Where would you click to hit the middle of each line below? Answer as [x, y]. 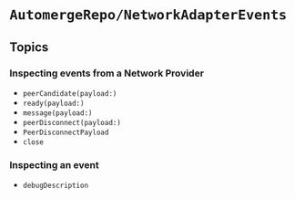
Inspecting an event [54, 164]
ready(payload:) [53, 103]
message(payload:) [57, 113]
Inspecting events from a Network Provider [107, 73]
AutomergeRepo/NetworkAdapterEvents [148, 15]
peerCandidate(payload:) [70, 93]
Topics [29, 47]
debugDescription [56, 186]
